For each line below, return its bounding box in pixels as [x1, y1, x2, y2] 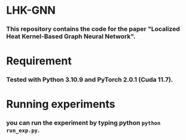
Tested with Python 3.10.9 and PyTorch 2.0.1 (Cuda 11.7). [6, 76, 173, 84]
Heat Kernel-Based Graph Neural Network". [6, 32, 136, 41]
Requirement [6, 54, 72, 68]
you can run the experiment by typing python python [6, 119, 161, 127]
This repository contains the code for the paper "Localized [6, 25, 181, 33]
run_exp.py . [6, 126, 40, 135]
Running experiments [6, 98, 115, 111]
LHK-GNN [6, 4, 56, 17]
